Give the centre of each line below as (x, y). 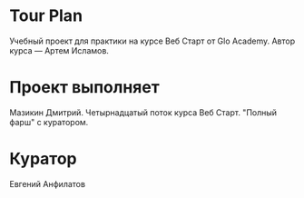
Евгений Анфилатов (48, 183)
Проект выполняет (85, 88)
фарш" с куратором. (49, 122)
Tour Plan (46, 16)
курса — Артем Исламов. (59, 50)
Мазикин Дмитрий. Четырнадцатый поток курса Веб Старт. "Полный (143, 112)
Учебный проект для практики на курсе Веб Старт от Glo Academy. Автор (152, 41)
